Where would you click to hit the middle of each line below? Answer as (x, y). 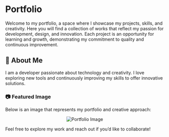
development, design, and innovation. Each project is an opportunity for (80, 34)
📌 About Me (24, 61)
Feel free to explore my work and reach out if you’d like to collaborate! (78, 129)
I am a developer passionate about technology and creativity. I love (75, 73)
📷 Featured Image (28, 97)
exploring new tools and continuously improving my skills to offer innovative (84, 78)
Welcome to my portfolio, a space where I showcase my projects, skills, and (84, 23)
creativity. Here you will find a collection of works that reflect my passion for (84, 28)
